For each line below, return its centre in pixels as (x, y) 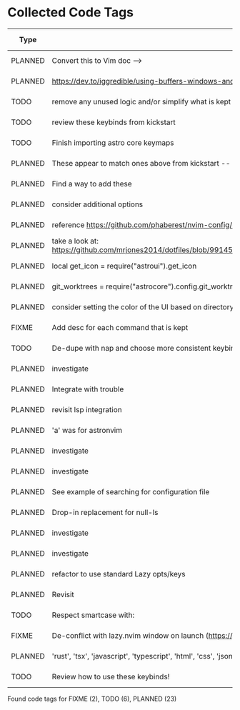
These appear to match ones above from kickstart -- (141, 163)
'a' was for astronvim (87, 430)
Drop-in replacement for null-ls (105, 512)
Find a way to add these (92, 184)
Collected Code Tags (71, 12)
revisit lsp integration (87, 409)
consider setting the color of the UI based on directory (143, 306)
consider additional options (97, 204)
